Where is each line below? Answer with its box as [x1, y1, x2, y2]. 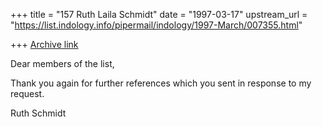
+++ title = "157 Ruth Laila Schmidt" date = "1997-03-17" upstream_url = [10, 9, 308, 20]
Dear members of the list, [10, 58, 115, 69]
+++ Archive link [10, 39, 79, 50]
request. [10, 88, 45, 99]
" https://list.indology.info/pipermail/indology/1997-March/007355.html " [10, 19, 303, 31]
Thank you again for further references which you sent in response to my [10, 77, 312, 89]
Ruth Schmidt [10, 107, 67, 119]
